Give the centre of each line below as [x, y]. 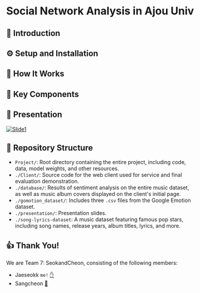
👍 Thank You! [33, 245]
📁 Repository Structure [50, 148]
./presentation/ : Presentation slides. [61, 213]
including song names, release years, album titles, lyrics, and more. [98, 226]
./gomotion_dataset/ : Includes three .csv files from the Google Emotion [103, 200]
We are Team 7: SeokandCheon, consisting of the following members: [92, 263]
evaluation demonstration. [47, 182]
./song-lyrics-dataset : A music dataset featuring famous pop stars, [99, 219]
